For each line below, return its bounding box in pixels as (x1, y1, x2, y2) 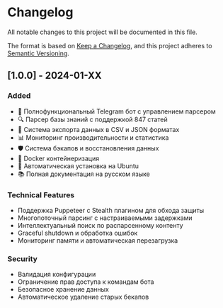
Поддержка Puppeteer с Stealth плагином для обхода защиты (17, 206, 205, 214)
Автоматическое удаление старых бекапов (17, 292, 149, 302)
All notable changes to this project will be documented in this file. (7, 28, 198, 36)
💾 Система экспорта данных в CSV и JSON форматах (17, 125, 180, 133)
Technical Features (7, 189, 75, 199)
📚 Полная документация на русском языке (17, 170, 150, 178)
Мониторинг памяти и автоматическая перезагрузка (17, 236, 178, 245)
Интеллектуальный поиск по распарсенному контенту (17, 221, 183, 229)
